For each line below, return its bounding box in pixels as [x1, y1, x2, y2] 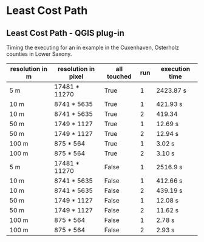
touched [107, 72, 132, 81]
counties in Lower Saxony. [6, 50, 72, 58]
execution [160, 65, 190, 73]
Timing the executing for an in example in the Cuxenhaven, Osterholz [6, 44, 179, 51]
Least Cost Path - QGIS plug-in [6, 28, 124, 38]
